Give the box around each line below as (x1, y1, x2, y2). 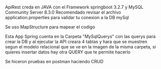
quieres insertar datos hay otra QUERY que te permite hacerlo (5, 49, 130, 55)
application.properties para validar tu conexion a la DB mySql (5, 15, 129, 20)
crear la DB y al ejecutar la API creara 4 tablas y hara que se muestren (5, 39, 148, 45)
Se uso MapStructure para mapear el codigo (5, 24, 95, 30)
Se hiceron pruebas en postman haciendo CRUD (5, 59, 103, 64)
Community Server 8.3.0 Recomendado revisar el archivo (5, 9, 122, 15)
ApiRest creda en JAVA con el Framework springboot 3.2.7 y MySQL (5, 4, 144, 10)
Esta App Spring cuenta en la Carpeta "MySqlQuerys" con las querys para (5, 34, 156, 39)
